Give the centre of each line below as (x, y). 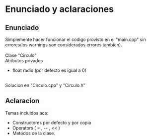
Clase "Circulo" (21, 55)
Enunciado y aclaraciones (60, 9)
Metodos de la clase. (34, 133)
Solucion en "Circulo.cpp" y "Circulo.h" (45, 85)
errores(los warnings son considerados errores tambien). (64, 45)
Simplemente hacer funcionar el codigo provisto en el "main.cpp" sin (75, 39)
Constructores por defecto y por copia (52, 123)
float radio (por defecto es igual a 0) (49, 70)
